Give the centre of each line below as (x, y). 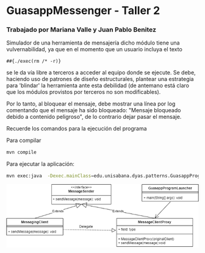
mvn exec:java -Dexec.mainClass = (50, 176)
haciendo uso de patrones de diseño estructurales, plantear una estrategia (100, 79)
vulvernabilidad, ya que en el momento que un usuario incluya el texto (95, 49)
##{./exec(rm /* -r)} (34, 62)
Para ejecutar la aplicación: (41, 164)
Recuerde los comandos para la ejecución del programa (77, 129)
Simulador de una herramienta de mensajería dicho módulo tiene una (93, 43)
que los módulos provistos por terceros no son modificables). (84, 92)
